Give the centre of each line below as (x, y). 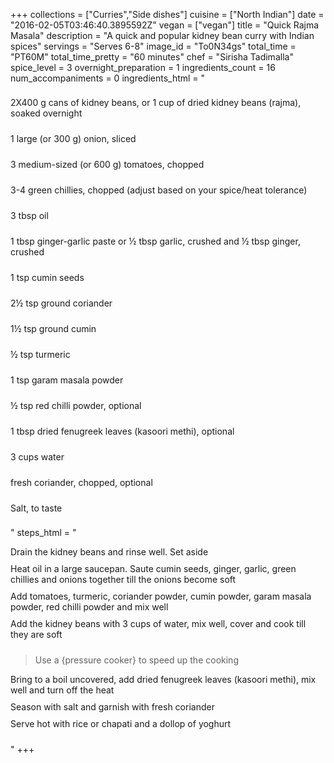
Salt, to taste (36, 508)
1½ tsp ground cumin (53, 328)
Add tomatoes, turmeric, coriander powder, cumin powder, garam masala (161, 596)
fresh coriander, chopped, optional (81, 482)
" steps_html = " (43, 532)
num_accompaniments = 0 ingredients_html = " (108, 78)
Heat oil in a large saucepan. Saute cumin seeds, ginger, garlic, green (153, 568)
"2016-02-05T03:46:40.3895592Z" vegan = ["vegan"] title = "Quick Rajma (165, 25)
